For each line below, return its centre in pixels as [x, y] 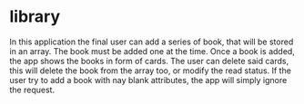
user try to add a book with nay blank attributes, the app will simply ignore [148, 80]
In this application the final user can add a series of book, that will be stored [152, 42]
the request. [32, 90]
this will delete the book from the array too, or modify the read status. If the [150, 71]
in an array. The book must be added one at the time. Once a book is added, [152, 51]
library [35, 17]
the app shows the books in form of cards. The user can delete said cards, [149, 61]
